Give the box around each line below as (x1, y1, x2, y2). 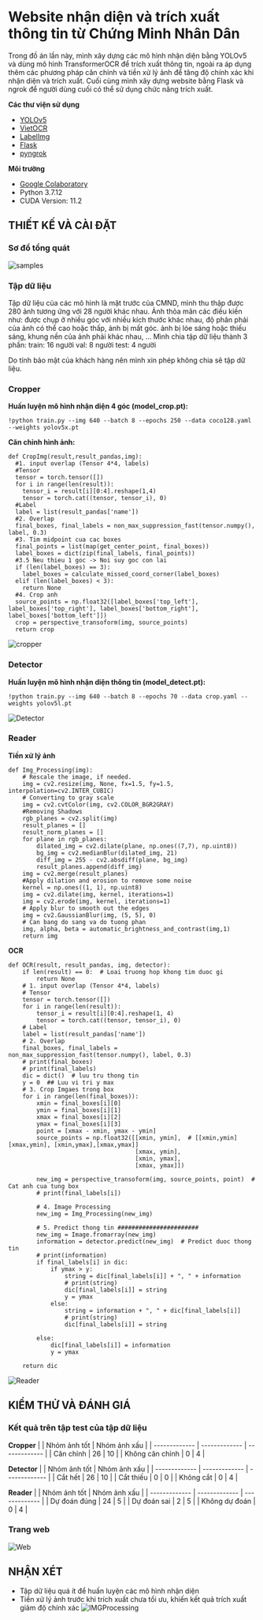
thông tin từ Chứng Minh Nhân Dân (8, 24, 240, 43)
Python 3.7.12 (19, 187, 63, 197)
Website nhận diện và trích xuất (8, 8, 220, 26)
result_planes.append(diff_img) (36, 863, 143, 870)
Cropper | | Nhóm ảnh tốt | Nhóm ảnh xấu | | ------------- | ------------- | (8, 1440, 247, 1449)
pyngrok (19, 148, 47, 158)
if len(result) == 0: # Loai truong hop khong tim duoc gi (22, 968, 224, 975)
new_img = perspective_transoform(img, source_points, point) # (36, 1175, 256, 1183)
